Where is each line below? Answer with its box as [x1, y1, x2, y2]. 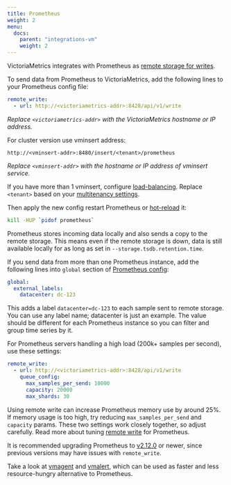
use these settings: [7, 347, 62, 356]
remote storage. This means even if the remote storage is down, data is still [7, 237, 223, 245]
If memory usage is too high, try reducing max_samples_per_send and [7, 413, 202, 421]
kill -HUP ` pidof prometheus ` [7, 216, 95, 223]
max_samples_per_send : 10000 [25, 380, 110, 387]
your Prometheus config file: [7, 83, 89, 90]
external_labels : [13, 285, 64, 292]
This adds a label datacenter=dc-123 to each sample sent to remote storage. [7, 304, 224, 312]
